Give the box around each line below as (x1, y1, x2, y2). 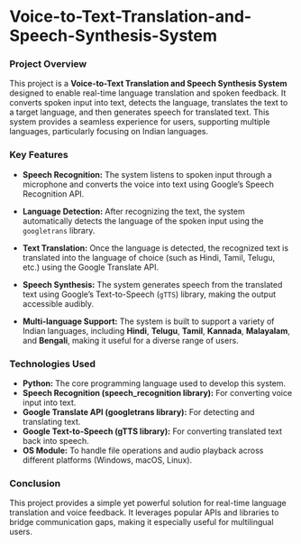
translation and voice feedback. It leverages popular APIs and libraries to (9, 507, 279, 518)
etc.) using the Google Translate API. (22, 262, 160, 272)
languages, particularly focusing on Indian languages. (9, 126, 209, 137)
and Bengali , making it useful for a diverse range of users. (22, 335, 239, 346)
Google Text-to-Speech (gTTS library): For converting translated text (22, 426, 282, 437)
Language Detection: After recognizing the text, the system (22, 206, 245, 217)
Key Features (9, 149, 69, 161)
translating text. (22, 417, 81, 428)
